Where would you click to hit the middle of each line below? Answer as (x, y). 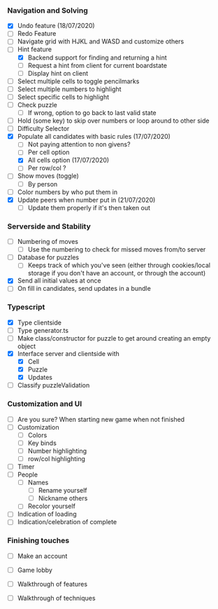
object (27, 346)
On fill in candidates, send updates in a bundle (84, 289)
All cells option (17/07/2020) (68, 160)
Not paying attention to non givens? (79, 144)
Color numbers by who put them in (67, 192)
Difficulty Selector (43, 129)
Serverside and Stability (49, 226)
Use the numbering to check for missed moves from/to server (117, 249)
